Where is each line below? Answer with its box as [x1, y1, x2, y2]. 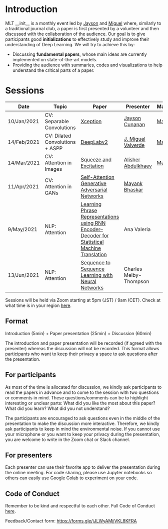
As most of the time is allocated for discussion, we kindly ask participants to [5, 384, 162, 390]
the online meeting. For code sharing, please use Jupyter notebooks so [5, 470, 152, 476]
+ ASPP [44, 145, 63, 152]
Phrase [80, 207, 97, 214]
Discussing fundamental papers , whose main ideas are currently [12, 51, 147, 57]
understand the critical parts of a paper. [12, 67, 94, 73]
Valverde [123, 142, 145, 149]
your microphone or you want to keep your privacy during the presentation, [5, 431, 160, 437]
